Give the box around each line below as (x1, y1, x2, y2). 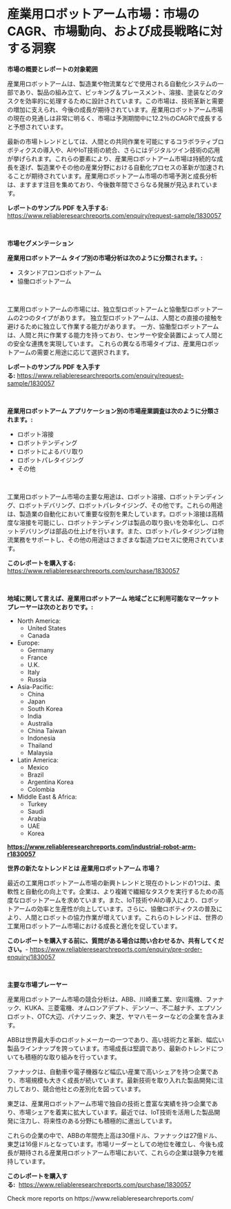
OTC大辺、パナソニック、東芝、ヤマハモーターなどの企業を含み (37, 1012, 219, 1021)
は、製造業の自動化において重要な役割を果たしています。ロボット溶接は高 (7, 510, 218, 518)
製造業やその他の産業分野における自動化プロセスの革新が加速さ (37, 163, 219, 171)
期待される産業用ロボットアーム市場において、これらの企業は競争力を (19, 1148, 218, 1157)
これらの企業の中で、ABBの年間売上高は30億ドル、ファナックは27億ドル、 (7, 1131, 221, 1139)
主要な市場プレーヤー (7, 980, 68, 988)
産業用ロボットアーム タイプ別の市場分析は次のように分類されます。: (7, 253, 203, 262)
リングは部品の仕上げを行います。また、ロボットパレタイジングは (30, 527, 219, 535)
